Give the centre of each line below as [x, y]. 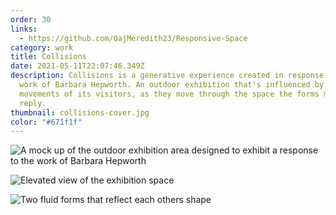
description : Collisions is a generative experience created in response [167, 76]
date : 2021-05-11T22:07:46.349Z [77, 66]
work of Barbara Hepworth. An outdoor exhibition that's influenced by [172, 85]
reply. [33, 103]
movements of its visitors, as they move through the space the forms [169, 94]
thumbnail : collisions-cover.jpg [80, 112]
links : [24, 29]
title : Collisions [48, 57]
